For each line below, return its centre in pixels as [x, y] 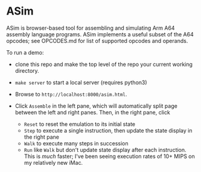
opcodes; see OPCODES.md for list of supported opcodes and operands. [97, 41]
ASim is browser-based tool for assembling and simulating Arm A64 [91, 28]
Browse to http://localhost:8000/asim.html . [71, 94]
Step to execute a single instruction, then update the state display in [108, 130]
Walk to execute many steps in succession [76, 143]
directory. [27, 70]
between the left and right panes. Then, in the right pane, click [92, 112]
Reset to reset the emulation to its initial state [80, 124]
